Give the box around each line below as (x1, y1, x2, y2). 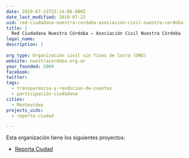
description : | (6, 42, 44, 48)
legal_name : (6, 36, 35, 42)
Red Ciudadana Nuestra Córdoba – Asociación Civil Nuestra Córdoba (11, 31, 181, 37)
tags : (6, 80, 19, 86)
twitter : (6, 74, 28, 80)
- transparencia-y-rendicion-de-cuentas (11, 85, 112, 91)
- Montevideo (11, 101, 44, 108)
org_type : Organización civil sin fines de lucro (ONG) (6, 52, 146, 58)
